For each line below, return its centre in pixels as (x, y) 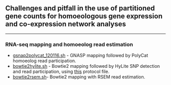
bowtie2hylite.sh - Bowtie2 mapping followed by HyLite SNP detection (86, 66)
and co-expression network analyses (66, 24)
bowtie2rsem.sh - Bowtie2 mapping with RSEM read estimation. (79, 77)
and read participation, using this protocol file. (61, 72)
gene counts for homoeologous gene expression (84, 16)
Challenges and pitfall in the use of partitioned (80, 8)
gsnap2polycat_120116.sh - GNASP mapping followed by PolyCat (80, 56)
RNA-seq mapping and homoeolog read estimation (69, 44)
